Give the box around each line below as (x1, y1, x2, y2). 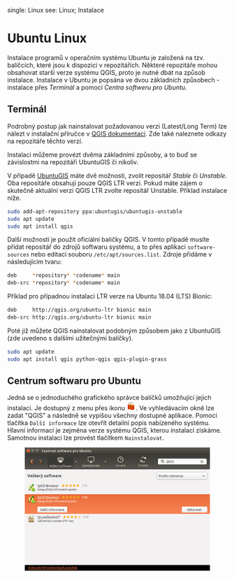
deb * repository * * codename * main (7, 272, 120, 279)
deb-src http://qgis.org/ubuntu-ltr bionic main (7, 314, 152, 321)
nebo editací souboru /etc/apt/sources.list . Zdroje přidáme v (31, 250, 212, 259)
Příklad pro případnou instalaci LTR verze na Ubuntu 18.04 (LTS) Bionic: (7, 292, 213, 301)
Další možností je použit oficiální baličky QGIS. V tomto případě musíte (7, 236, 210, 244)
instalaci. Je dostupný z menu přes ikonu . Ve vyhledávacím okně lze (7, 404, 214, 412)
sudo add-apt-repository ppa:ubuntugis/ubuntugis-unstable (7, 208, 183, 215)
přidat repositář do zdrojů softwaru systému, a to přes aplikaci (7, 243, 187, 251)
